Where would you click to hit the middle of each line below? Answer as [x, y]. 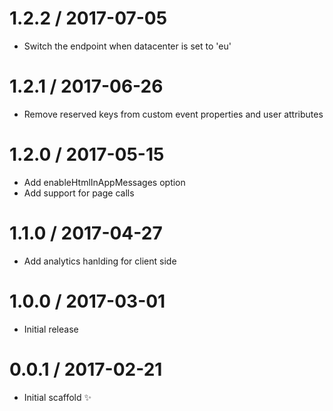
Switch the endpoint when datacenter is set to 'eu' [127, 46]
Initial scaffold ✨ [57, 397]
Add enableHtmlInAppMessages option [104, 182]
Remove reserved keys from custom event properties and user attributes [173, 114]
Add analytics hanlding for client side [100, 261]
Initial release [51, 329]
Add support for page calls [79, 193]
